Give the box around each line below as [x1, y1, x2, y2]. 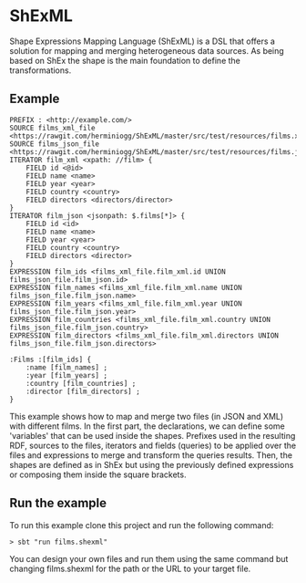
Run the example [9, 495, 107, 511]
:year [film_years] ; [25, 370, 107, 380]
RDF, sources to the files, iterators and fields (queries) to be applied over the [9, 440, 297, 451]
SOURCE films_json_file [9, 139, 100, 149]
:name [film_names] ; [25, 362, 107, 372]
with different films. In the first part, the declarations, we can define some [9, 421, 285, 432]
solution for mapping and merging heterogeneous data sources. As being [9, 45, 284, 56]
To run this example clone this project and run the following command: [9, 519, 274, 530]
